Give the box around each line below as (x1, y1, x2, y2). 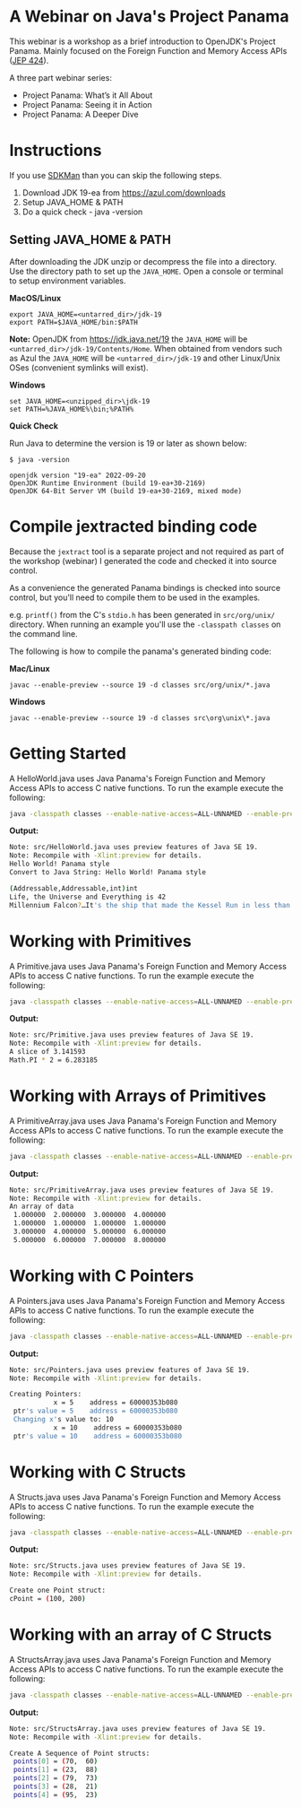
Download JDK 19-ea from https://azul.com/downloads (21, 187, 226, 198)
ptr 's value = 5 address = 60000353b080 (13, 1406, 178, 1416)
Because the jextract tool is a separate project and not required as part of (9, 545, 285, 557)
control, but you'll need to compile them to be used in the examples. (9, 592, 261, 603)
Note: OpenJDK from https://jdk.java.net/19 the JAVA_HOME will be (9, 334, 248, 344)
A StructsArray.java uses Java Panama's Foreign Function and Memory (9, 1654, 271, 1665)
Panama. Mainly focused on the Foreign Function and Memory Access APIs (9, 45, 288, 56)
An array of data (9, 1202, 74, 1212)
